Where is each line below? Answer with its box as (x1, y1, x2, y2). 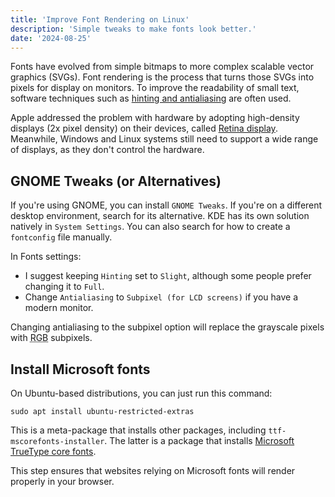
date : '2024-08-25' (10, 33, 92, 43)
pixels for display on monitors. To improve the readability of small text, (10, 82, 300, 94)
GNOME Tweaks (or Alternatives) (10, 172, 222, 190)
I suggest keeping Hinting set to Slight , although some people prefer (24, 270, 312, 282)
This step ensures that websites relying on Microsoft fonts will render (10, 465, 296, 476)
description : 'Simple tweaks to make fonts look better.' (10, 24, 257, 34)
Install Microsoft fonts (10, 361, 151, 378)
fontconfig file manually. (10, 231, 113, 243)
